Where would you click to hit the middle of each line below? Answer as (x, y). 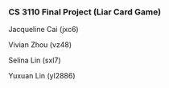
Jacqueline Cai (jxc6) (43, 30)
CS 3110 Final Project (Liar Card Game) (85, 12)
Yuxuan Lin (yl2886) (42, 76)
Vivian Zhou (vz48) (40, 45)
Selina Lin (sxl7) (35, 60)
